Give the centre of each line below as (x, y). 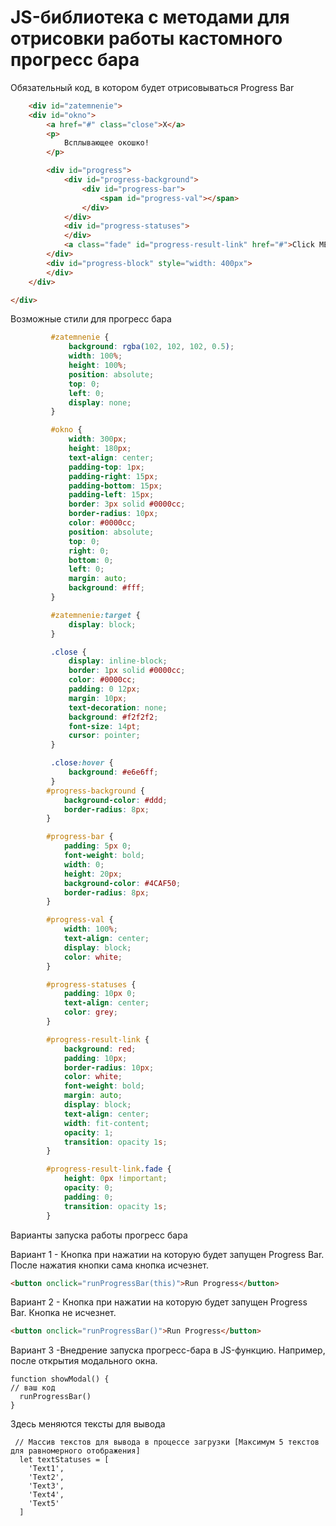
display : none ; (100, 402)
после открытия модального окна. (84, 1361)
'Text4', (46, 1495)
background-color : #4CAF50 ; (122, 883)
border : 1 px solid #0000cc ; (127, 671)
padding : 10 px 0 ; (100, 994)
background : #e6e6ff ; (113, 772)
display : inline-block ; (118, 661)
